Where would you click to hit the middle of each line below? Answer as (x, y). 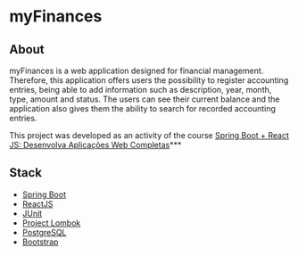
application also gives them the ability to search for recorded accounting (143, 108)
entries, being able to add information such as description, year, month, (141, 90)
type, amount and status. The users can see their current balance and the (145, 99)
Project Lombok (51, 223)
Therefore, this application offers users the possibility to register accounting (149, 80)
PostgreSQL (44, 232)
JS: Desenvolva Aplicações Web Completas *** (95, 145)
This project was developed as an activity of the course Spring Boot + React (149, 135)
